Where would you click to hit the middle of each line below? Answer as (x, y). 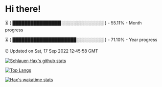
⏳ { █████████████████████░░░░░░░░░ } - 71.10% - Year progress (81, 40)
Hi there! (23, 9)
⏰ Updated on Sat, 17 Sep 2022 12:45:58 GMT (52, 51)
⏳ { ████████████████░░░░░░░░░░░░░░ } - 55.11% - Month (73, 22)
